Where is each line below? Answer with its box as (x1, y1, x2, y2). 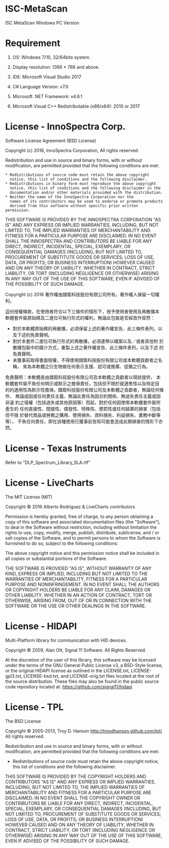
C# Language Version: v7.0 (12, 83, 69, 89)
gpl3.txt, (5, 673, 23, 679)
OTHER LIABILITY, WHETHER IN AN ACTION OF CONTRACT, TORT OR (5, 592, 152, 598)
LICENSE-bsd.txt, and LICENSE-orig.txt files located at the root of (23, 673, 160, 679)
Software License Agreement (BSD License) (5, 137, 97, 144)
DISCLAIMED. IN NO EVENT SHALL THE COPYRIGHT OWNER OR (5, 794, 141, 801)
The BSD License (5, 718, 41, 724)
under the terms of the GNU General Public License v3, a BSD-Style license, (5, 662, 163, 668)
